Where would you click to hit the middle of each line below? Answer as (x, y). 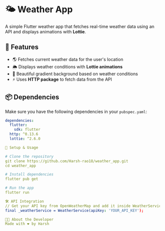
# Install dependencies (29, 174)
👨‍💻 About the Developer (29, 219)
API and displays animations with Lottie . (46, 31)
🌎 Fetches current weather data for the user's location (68, 59)
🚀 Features (22, 47)
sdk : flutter (27, 130)
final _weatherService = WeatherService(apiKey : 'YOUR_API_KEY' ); (74, 210)
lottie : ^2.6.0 (25, 139)
